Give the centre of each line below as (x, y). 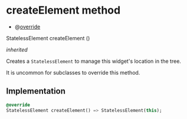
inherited (17, 49)
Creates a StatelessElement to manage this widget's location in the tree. (94, 61)
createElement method (63, 10)
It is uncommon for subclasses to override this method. (73, 72)
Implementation (36, 91)
